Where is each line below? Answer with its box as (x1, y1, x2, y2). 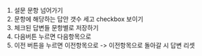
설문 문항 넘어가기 (13, 6, 63, 14)
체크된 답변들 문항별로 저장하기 (13, 24, 99, 31)
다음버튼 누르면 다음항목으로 (13, 32, 92, 41)
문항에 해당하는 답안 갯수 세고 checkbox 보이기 (13, 15, 144, 23)
